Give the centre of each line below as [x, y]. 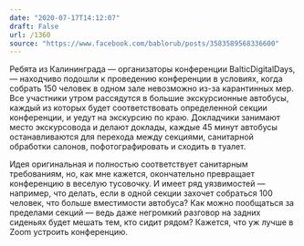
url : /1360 [30, 35]
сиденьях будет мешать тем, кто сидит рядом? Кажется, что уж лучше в [152, 222]
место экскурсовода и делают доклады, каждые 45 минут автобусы [144, 128]
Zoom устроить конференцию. [68, 232]
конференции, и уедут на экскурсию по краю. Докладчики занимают [145, 118]
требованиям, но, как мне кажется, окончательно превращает [132, 174]
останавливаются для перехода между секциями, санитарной [131, 137]
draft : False [34, 26]
